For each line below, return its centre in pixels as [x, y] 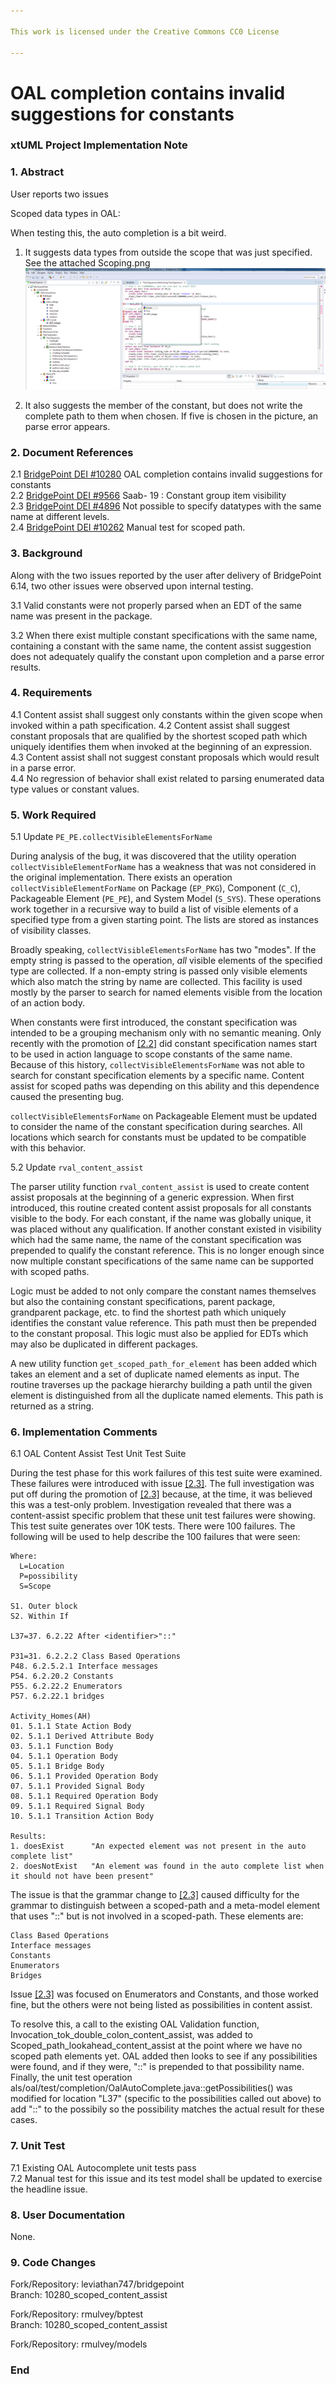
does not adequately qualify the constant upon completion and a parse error [167, 656]
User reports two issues [59, 194]
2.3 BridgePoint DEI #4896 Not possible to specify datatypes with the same [166, 506]
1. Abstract [37, 172]
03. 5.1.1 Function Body [62, 1746]
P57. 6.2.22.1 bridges [57, 1696]
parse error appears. [67, 426]
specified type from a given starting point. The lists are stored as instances [164, 920]
